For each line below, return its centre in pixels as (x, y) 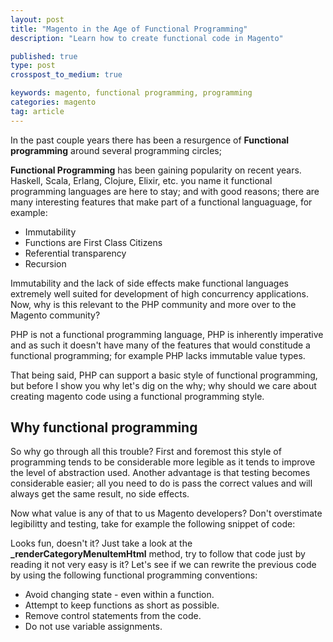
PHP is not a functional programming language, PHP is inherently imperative (167, 334)
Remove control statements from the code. (113, 616)
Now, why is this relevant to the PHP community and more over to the (153, 304)
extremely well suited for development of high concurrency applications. (159, 293)
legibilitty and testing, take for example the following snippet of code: (153, 524)
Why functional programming (104, 427)
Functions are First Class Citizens (93, 242)
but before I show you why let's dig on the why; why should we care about (163, 385)
